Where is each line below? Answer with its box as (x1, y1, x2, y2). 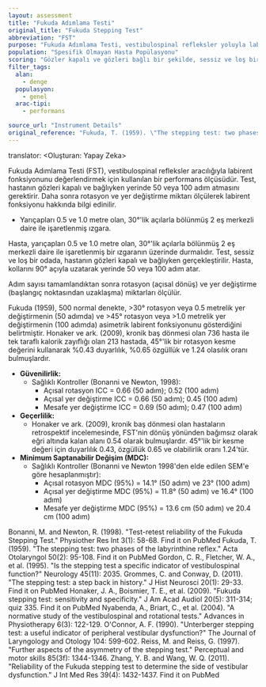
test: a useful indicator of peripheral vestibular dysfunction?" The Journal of (8, 628, 256, 637)
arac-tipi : (15, 100, 51, 108)
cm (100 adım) (43, 511, 91, 521)
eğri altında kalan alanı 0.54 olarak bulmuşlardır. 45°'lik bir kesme (31, 436, 245, 446)
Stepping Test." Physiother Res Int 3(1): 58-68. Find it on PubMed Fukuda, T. (8, 535, 257, 545)
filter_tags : (8, 63, 51, 71)
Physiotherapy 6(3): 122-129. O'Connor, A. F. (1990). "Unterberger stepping (8, 619, 255, 629)
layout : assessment (8, 11, 73, 20)
